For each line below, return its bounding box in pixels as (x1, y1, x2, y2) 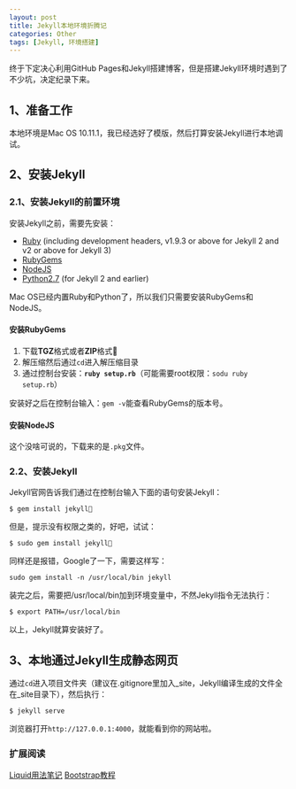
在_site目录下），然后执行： (9, 689, 108, 700)
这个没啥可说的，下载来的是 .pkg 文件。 (9, 441, 149, 452)
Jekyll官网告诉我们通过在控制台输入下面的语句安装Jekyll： (9, 487, 223, 498)
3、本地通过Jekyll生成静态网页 (9, 653, 178, 668)
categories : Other (9, 29, 77, 38)
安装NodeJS (9, 420, 55, 430)
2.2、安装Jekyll (9, 466, 78, 478)
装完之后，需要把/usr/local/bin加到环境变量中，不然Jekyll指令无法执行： (9, 590, 272, 600)
